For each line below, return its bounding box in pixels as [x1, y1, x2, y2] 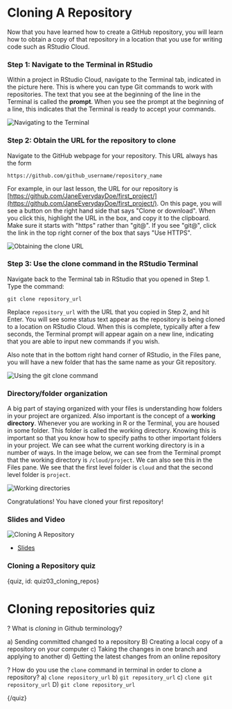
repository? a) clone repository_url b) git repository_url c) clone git [7, 673, 213, 681]
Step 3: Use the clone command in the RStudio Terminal [7, 259, 199, 269]
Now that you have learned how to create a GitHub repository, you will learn [7, 28, 224, 36]
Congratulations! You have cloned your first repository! [7, 497, 164, 506]
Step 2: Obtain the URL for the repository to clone [7, 136, 177, 145]
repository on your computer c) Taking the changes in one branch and [7, 645, 208, 653]
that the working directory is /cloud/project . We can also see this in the [7, 456, 213, 465]
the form [7, 159, 32, 167]
